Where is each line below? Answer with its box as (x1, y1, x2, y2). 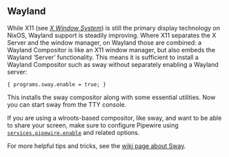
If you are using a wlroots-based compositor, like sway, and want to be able (7, 114, 222, 122)
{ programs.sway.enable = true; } (7, 81, 107, 88)
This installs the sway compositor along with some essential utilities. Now (7, 93, 216, 101)
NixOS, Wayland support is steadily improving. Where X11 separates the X (7, 31, 217, 39)
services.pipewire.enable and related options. (7, 128, 140, 136)
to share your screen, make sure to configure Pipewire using (7, 121, 179, 129)
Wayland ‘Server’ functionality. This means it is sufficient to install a (7, 53, 199, 61)
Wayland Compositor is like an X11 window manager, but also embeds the (7, 45, 216, 54)
